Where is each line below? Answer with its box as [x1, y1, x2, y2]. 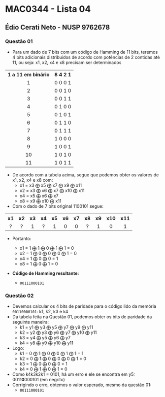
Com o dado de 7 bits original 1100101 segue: [12, 203, 104, 209]
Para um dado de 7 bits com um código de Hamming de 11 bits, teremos [12, 49, 158, 55]
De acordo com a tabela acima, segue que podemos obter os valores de [12, 171, 159, 178]
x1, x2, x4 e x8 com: [12, 177, 53, 183]
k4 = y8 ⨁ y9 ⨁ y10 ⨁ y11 [19, 340, 74, 346]
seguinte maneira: [12, 319, 49, 325]
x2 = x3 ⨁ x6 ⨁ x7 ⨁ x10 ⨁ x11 [19, 187, 85, 193]
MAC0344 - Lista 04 [5, 3, 91, 15]
